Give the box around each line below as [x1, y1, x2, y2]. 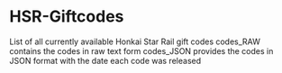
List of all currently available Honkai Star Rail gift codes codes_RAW [9, 36, 261, 47]
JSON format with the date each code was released [9, 55, 201, 66]
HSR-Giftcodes [9, 6, 124, 27]
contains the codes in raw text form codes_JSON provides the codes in [9, 45, 274, 56]
